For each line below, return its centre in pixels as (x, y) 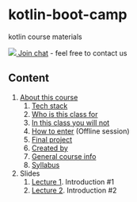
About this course (49, 97)
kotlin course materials (45, 37)
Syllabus (46, 165)
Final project (52, 139)
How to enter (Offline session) (80, 131)
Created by (50, 148)
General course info (64, 156)
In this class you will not (70, 122)
